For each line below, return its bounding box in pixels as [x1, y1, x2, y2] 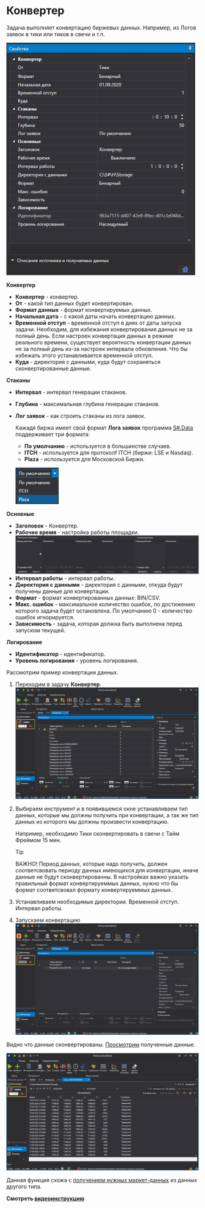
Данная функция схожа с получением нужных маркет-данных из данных [6, 1176, 198, 1183]
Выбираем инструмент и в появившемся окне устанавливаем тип [15, 805, 188, 812]
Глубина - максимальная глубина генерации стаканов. [15, 400, 160, 407]
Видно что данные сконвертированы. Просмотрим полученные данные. [6, 1041, 196, 1048]
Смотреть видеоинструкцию [6, 1195, 85, 1202]
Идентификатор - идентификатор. [15, 650, 106, 657]
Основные [6, 510, 35, 518]
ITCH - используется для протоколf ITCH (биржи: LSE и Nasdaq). [24, 448, 193, 456]
